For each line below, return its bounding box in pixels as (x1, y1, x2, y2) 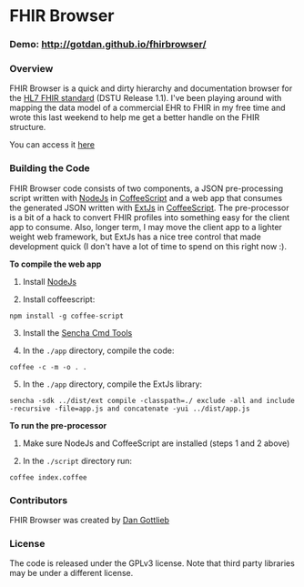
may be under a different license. (9, 568, 134, 579)
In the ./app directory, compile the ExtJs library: (22, 379, 203, 390)
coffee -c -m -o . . (9, 362, 88, 371)
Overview (9, 63, 54, 76)
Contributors (9, 493, 68, 506)
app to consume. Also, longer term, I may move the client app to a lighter (9, 221, 282, 232)
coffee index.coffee (9, 472, 88, 482)
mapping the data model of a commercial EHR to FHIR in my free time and (9, 102, 286, 114)
